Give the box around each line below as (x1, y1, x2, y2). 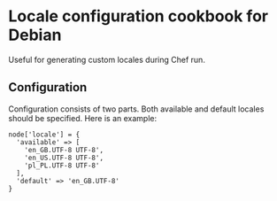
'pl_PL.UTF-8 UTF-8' (24, 161, 100, 170)
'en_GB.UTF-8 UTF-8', (24, 145, 104, 154)
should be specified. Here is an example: (8, 112, 157, 123)
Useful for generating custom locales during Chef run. (8, 54, 205, 65)
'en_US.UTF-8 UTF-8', (24, 153, 104, 162)
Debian (8, 25, 62, 45)
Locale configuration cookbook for (8, 6, 269, 27)
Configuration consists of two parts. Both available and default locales (8, 104, 265, 114)
